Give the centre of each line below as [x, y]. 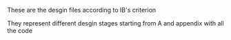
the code [20, 31]
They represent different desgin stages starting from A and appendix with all [115, 23]
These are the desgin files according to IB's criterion [82, 10]
